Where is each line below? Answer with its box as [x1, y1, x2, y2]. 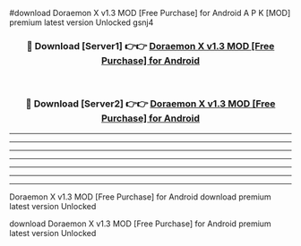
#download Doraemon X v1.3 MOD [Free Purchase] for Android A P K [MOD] [9, 8, 291, 18]
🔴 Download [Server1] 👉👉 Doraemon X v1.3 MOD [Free [26, 39, 275, 52]
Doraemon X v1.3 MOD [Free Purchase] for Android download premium [9, 191, 271, 202]
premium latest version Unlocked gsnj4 [9, 17, 154, 28]
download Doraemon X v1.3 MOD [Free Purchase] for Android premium [9, 218, 271, 229]
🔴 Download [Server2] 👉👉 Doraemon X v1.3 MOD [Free [25, 98, 276, 110]
